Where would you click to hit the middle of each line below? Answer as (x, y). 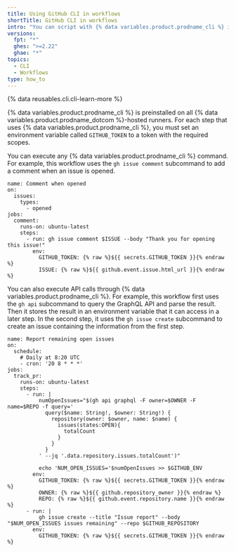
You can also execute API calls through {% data (76, 289)
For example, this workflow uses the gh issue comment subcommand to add (116, 164)
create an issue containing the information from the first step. (96, 327)
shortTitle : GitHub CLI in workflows (63, 20)
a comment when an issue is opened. (61, 171)
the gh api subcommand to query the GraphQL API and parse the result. (112, 304)
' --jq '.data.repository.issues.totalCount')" (109, 456)
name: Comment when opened (47, 184)
